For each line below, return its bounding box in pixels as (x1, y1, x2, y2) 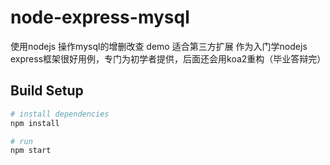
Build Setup (10, 82, 84, 100)
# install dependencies (10, 109, 110, 119)
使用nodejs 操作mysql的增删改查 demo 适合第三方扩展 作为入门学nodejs (10, 40, 308, 52)
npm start (10, 146, 52, 156)
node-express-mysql (10, 6, 190, 29)
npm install (10, 118, 60, 128)
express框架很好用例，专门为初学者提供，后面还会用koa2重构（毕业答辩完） (10, 52, 327, 65)
